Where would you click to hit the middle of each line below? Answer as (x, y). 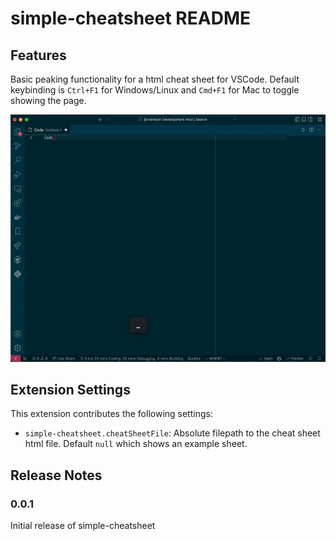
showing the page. (48, 100)
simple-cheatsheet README (130, 18)
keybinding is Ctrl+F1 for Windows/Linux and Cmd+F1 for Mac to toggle (155, 90)
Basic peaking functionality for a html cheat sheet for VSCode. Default (155, 79)
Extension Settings (70, 389)
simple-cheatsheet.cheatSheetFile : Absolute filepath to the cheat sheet (172, 433)
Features (38, 55)
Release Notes (56, 475)
